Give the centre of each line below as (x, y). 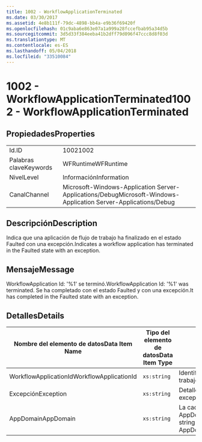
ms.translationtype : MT (36, 40)
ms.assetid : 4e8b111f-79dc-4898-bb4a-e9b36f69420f (71, 23)
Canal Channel (29, 194)
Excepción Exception (38, 394)
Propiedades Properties (50, 134)
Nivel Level (24, 177)
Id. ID (16, 150)
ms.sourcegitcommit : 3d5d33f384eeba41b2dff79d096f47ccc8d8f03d (87, 34)
